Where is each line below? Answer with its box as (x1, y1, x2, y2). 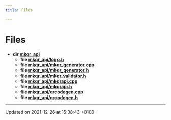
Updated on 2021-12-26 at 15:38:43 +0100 (5, 109, 95, 115)
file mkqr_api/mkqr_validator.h (20, 73, 87, 79)
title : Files (5, 7, 33, 13)
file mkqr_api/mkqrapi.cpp (20, 78, 78, 84)
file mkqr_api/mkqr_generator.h (20, 67, 89, 73)
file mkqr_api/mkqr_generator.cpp (20, 62, 95, 68)
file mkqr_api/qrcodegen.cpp (20, 89, 84, 95)
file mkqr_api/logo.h (20, 56, 64, 62)
